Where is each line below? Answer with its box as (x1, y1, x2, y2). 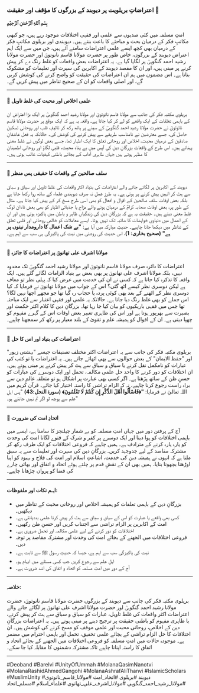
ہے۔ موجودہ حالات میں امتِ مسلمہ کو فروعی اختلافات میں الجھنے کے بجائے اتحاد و (6, 637, 185, 644)
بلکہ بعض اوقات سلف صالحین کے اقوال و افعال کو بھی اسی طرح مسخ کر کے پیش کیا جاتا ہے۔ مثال (6, 196, 188, 203)
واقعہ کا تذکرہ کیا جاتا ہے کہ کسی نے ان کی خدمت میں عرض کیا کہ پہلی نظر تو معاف (6, 275, 190, 283)
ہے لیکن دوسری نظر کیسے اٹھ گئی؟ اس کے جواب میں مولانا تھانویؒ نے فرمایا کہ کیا (6, 282, 185, 289)
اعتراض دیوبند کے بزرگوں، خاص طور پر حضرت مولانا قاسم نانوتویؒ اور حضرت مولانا (6, 51, 190, 58)
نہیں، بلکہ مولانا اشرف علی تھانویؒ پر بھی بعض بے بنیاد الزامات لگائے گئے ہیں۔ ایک (6, 269, 182, 276)
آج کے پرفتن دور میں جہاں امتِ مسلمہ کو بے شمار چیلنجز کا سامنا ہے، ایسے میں (6, 427, 181, 434)
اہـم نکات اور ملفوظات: (6, 486, 58, 493)
